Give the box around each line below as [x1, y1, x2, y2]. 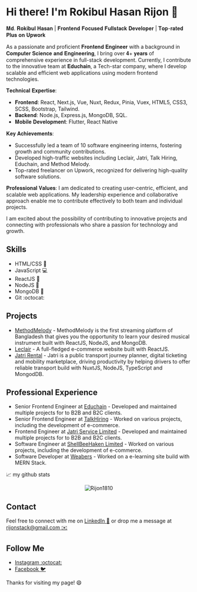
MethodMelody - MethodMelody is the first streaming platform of [14, 327, 173, 334]
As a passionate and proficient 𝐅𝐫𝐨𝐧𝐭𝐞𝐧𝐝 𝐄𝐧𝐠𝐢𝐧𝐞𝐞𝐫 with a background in [6, 43, 181, 50]
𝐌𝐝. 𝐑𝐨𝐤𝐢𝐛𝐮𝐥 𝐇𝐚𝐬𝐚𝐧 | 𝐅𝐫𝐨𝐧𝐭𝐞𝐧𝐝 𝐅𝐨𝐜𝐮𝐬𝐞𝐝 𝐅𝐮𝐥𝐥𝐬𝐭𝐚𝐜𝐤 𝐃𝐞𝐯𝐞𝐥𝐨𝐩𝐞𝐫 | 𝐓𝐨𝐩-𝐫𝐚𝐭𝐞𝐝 [6, 25, 183, 32]
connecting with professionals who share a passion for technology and [6, 221, 178, 228]
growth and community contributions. [14, 148, 106, 155]
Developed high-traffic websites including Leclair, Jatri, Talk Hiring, [14, 154, 178, 161]
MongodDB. [14, 370, 44, 377]
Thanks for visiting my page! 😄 [6, 579, 82, 586]
